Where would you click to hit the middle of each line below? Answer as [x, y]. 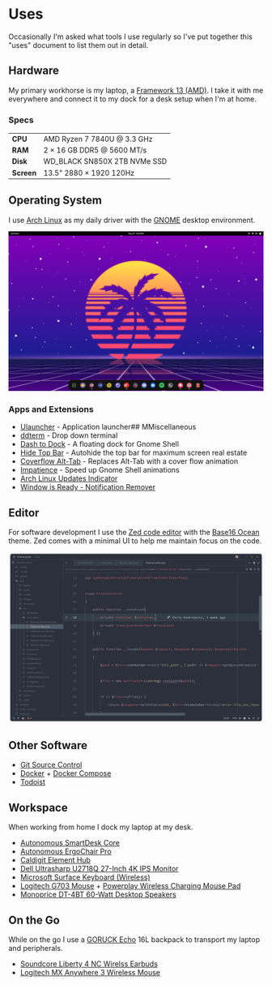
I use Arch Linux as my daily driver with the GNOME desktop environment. [132, 220]
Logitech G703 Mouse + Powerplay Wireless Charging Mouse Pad [130, 886]
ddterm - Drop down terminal [69, 435]
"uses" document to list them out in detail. [79, 45]
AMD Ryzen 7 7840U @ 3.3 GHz [98, 139]
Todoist [33, 782]
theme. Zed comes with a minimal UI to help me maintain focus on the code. [135, 541]
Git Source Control [51, 765]
